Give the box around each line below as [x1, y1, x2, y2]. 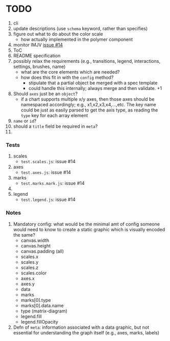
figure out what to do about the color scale [13, 31, 104, 37]
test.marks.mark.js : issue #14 [20, 180, 85, 187]
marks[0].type [20, 297, 51, 303]
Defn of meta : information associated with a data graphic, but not [13, 324, 150, 330]
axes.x [20, 275, 35, 281]
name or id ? [13, 118, 37, 124]
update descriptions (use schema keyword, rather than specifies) [13, 25, 148, 31]
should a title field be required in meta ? [13, 123, 98, 129]
